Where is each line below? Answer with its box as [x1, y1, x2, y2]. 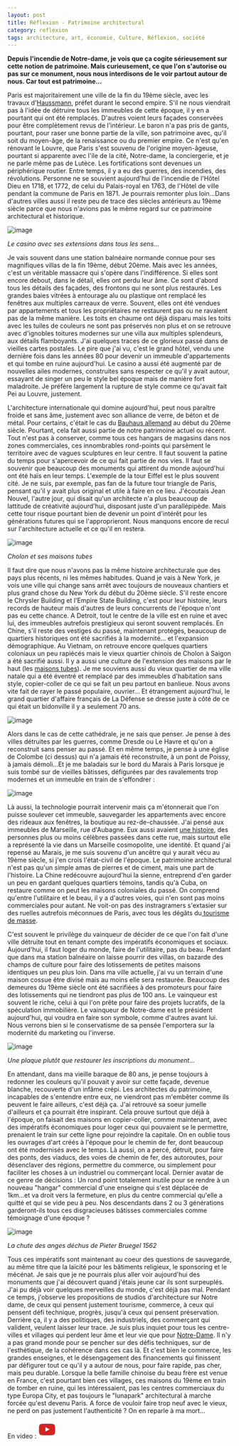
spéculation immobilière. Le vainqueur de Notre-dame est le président [7, 1006, 213, 1014]
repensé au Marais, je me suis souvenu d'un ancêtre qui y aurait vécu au [7, 848, 221, 857]
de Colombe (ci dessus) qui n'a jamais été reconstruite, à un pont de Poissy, [7, 752, 230, 761]
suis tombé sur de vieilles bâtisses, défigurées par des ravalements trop [7, 768, 218, 776]
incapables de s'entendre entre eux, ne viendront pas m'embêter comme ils [7, 1093, 230, 1101]
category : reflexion [7, 26, 69, 33]
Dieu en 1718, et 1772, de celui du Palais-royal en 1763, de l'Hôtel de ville [7, 182, 219, 190]
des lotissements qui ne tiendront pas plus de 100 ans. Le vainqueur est [7, 991, 218, 999]
